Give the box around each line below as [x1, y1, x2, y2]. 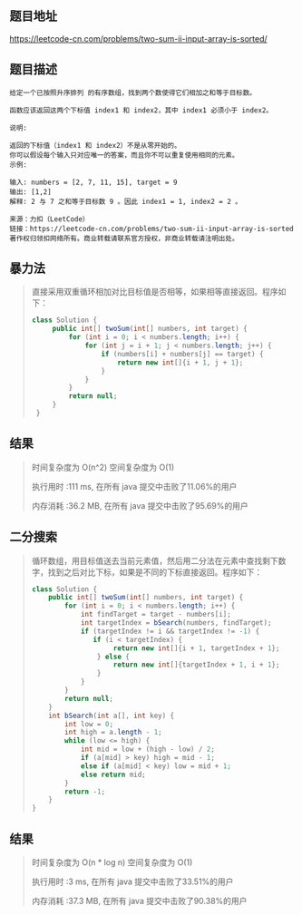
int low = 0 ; [64, 719, 114, 728]
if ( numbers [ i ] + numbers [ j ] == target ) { [101, 349, 265, 358]
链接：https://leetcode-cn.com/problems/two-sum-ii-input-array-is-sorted [9, 224, 294, 233]
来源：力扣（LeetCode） [9, 214, 90, 224]
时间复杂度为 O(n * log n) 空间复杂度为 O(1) [31, 857, 193, 868]
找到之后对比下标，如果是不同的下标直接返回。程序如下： [47, 566, 263, 578]
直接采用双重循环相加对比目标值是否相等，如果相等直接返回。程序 [31, 287, 278, 297]
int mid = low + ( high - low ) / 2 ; [80, 745, 216, 754]
